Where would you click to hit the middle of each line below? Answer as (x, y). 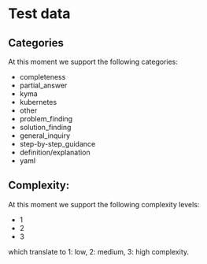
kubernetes (38, 102)
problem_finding (46, 119)
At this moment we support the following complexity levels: (104, 204)
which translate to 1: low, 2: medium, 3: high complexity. (99, 251)
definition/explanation (55, 152)
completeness (43, 77)
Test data (39, 14)
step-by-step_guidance (57, 144)
